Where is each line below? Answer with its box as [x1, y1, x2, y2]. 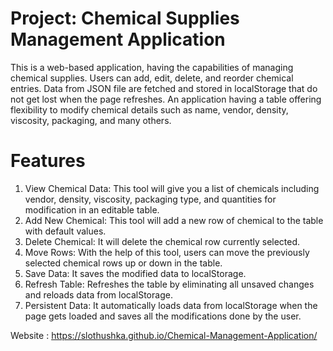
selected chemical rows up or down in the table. [24, 257, 223, 269]
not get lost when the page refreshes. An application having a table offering [10, 93, 322, 105]
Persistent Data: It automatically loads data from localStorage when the [24, 299, 318, 311]
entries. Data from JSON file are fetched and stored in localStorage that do [10, 82, 318, 94]
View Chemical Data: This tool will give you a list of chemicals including [24, 182, 320, 194]
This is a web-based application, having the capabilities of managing [10, 61, 294, 73]
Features [10, 150, 86, 172]
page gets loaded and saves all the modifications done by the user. [24, 310, 302, 322]
